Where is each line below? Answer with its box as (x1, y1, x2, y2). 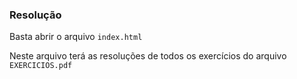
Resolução (9, 8, 62, 22)
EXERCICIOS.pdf (9, 61, 73, 71)
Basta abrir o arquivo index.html (9, 31, 143, 43)
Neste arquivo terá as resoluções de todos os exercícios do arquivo (9, 50, 287, 62)
